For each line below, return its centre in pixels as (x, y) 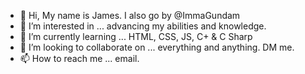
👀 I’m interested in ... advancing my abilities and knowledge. (143, 26)
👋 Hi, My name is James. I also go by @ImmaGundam (130, 15)
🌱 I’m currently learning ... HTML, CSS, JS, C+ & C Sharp (136, 36)
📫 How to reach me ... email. (79, 58)
